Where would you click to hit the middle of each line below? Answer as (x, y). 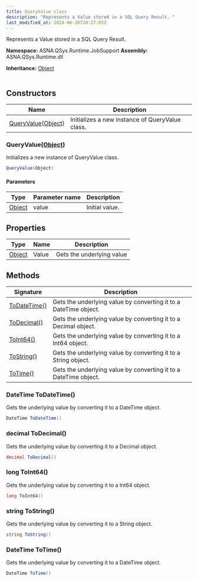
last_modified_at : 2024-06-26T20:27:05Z (57, 22)
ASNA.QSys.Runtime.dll (35, 57)
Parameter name (57, 197)
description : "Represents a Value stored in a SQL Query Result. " (91, 17)
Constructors (31, 93)
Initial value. (103, 207)
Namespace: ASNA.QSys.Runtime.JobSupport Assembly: (77, 51)
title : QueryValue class (37, 11)
